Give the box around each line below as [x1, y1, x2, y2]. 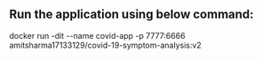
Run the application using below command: [9, 7, 255, 22]
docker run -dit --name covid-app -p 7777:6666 [9, 30, 186, 41]
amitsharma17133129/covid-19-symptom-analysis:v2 [9, 40, 202, 50]
